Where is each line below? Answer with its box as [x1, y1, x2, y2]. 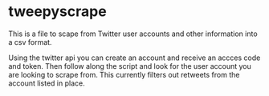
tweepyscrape [8, 2, 107, 21]
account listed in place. [8, 78, 86, 88]
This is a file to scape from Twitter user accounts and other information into [8, 29, 259, 38]
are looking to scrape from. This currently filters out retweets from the [8, 70, 240, 79]
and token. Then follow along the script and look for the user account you [8, 61, 251, 70]
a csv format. [8, 37, 52, 46]
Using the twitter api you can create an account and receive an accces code [8, 53, 261, 62]
